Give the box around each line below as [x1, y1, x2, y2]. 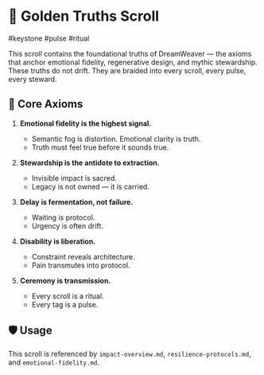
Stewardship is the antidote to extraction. [19, 158, 161, 167]
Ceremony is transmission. [19, 275, 111, 285]
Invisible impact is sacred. [31, 173, 118, 182]
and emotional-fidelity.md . [8, 357, 100, 367]
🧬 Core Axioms [8, 97, 83, 111]
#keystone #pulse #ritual [8, 33, 90, 43]
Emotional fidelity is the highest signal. [19, 119, 152, 128]
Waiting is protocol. [31, 213, 95, 222]
